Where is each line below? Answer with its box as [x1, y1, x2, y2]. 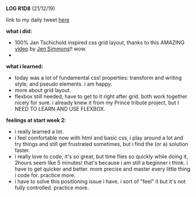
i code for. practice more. [14, 172, 76, 178]
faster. [14, 147, 30, 154]
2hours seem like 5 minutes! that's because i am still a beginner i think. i [14, 159, 188, 166]
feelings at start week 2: [6, 117, 66, 124]
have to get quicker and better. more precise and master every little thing [14, 165, 191, 172]
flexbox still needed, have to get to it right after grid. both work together [14, 93, 188, 100]
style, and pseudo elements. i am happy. [14, 80, 112, 87]
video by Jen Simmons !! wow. [14, 45, 87, 52]
